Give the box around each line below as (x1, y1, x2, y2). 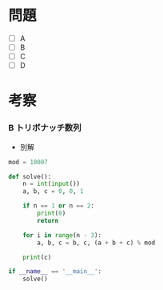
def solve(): (8, 172, 52, 180)
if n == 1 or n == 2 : (22, 202, 94, 210)
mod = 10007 (8, 158, 48, 166)
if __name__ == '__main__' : (8, 268, 102, 276)
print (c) (22, 253, 52, 261)
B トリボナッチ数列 (8, 123, 81, 134)
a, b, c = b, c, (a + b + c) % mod (37, 239, 156, 247)
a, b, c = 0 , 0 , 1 (22, 187, 84, 195)
